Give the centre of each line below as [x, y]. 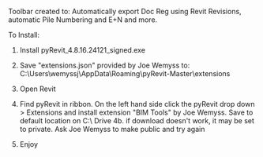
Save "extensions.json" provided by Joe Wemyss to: [105, 65]
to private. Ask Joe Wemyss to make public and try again [112, 129]
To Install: [24, 35]
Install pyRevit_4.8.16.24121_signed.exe [83, 50]
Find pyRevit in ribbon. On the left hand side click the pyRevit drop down [137, 104]
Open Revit [38, 89]
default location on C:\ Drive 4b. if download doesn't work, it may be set [137, 120]
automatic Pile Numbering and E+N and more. [83, 20]
